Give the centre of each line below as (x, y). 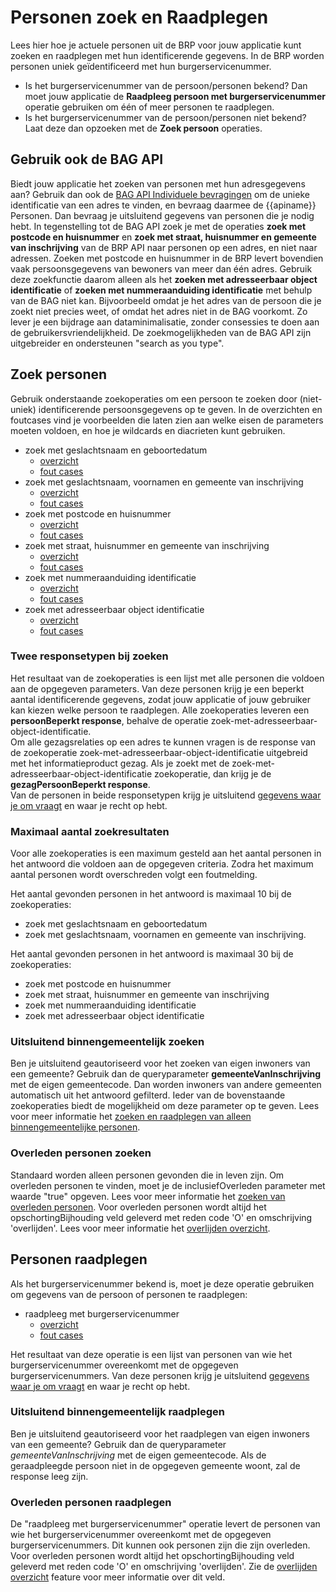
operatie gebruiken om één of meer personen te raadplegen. (149, 107)
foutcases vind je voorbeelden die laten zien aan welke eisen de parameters (167, 420)
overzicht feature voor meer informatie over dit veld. (118, 1577)
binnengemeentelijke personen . (75, 1127)
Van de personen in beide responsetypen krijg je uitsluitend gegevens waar (166, 795)
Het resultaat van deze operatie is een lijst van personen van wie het (151, 1354)
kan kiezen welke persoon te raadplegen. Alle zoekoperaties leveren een (160, 710)
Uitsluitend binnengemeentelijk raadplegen (117, 1412)
